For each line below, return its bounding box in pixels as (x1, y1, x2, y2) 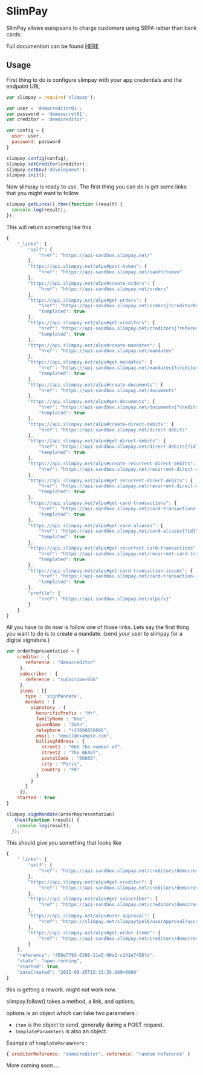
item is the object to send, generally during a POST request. (14, 1021, 164, 1028)
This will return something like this (6, 223, 92, 231)
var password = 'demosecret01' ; (6, 111, 88, 117)
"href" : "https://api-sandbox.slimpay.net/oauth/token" (38, 269, 182, 275)
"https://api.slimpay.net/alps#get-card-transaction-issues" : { (28, 568, 193, 574)
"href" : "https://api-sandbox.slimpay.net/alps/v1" (38, 596, 172, 602)
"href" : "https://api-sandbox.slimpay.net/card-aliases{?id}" (38, 528, 199, 534)
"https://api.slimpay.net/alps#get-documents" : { (28, 399, 155, 405)
